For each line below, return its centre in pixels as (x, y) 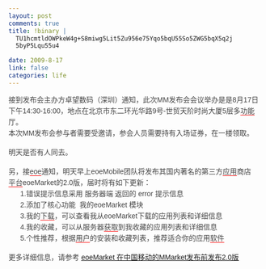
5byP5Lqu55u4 (38, 46)
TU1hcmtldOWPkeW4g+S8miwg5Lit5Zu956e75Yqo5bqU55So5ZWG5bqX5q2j (124, 38)
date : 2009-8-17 (36, 61)
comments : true (34, 23)
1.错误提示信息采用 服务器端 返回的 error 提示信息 (102, 193)
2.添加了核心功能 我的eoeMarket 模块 (82, 204)
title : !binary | (38, 31)
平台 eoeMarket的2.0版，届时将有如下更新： (80, 182)
